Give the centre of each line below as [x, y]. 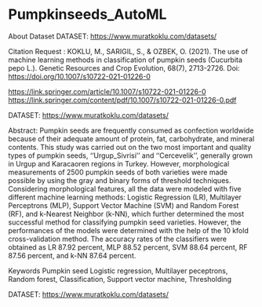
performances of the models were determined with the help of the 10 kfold [128, 230]
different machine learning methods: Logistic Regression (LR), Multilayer [125, 197]
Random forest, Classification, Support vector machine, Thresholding [120, 279]
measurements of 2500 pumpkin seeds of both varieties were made [118, 172]
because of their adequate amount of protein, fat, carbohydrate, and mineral [131, 138]
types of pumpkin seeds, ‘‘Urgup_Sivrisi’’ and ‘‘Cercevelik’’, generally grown [131, 155]
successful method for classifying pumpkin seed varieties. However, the [125, 222]
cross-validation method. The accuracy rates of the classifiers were [118, 239]
